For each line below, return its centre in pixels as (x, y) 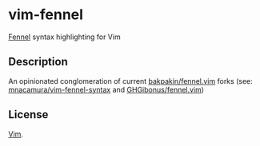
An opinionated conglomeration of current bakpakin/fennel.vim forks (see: (131, 81)
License (28, 114)
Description (38, 62)
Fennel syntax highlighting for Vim (65, 37)
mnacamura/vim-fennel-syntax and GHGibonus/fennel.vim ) (106, 89)
